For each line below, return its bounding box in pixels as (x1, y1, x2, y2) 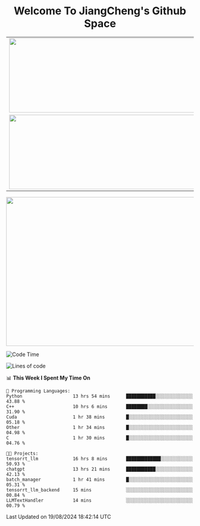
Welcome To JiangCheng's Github (14, 4, 186, 18)
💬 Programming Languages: (6, 388, 70, 394)
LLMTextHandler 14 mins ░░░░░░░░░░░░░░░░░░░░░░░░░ (6, 497, 193, 503)
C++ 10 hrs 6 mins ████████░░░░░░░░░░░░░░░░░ (6, 403, 193, 409)
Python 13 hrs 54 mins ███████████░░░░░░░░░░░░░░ (6, 393, 193, 399)
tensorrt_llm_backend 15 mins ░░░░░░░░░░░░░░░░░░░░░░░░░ (6, 487, 193, 493)
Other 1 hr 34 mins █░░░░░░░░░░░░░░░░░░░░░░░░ (6, 424, 193, 430)
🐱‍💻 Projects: (6, 450, 39, 456)
